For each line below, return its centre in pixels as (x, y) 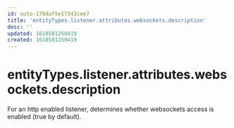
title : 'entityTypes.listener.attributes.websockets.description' (107, 20)
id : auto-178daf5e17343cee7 (49, 14)
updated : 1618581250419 (42, 33)
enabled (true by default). (44, 117)
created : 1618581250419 (42, 40)
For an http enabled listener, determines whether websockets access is (111, 109)
